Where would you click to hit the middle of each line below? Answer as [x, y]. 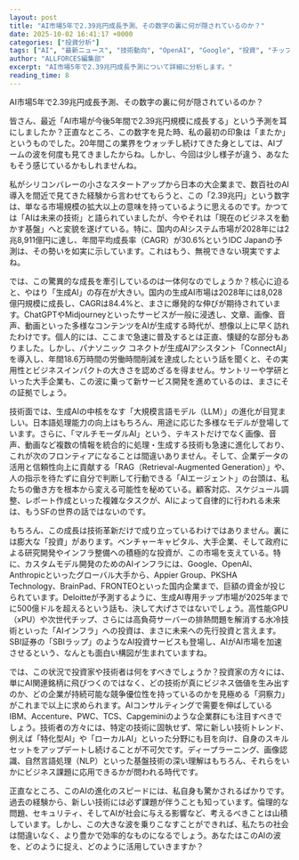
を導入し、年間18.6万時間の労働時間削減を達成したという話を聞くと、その [145, 359]
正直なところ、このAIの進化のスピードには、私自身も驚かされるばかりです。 [149, 791]
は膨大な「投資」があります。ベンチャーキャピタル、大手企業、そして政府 [145, 541]
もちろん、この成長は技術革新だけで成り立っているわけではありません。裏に [149, 530]
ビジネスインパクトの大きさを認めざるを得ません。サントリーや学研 [157, 369]
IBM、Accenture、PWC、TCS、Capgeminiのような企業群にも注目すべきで [146, 716]
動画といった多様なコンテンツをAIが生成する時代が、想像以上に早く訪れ [157, 325]
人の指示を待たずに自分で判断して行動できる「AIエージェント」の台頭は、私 [149, 478]
